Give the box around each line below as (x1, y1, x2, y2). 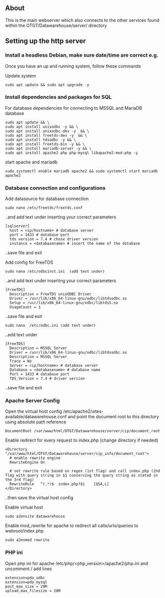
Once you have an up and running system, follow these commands (5, 63, 141, 69)
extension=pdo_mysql (5, 580, 48, 585)
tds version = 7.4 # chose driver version (9, 237, 98, 242)
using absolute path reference (5, 419, 67, 425)
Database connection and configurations (5, 184, 106, 191)
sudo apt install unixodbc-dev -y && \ (5, 129, 90, 134)
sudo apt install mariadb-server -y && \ (5, 146, 92, 151)
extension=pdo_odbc (5, 575, 45, 580)
